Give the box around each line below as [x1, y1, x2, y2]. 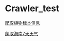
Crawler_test [5, 3, 60, 14]
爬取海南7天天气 [5, 30, 38, 36]
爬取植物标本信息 [5, 20, 40, 26]
